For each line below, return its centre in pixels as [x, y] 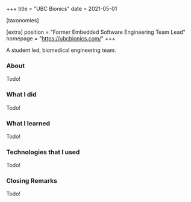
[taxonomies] [23, 20]
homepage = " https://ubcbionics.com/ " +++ [61, 38]
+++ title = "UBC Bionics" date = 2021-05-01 [62, 9]
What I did [22, 95]
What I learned [28, 123]
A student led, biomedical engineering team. [61, 50]
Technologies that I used [43, 152]
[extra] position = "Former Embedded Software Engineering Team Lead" [96, 32]
